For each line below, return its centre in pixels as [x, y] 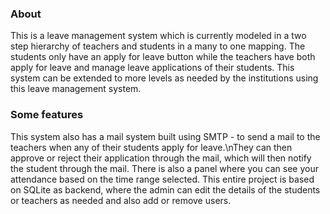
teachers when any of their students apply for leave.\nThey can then [151, 147]
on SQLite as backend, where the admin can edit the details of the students [165, 189]
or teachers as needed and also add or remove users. [121, 200]
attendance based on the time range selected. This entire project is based [162, 179]
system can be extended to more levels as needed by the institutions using [164, 78]
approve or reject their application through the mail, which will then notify [161, 158]
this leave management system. [76, 89]
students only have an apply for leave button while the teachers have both [163, 57]
